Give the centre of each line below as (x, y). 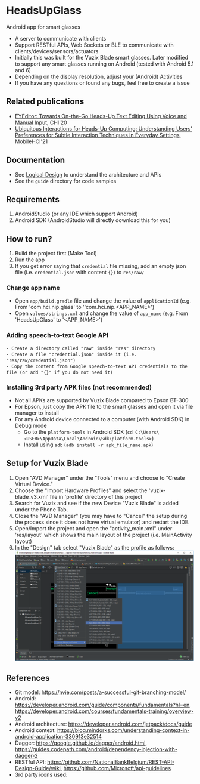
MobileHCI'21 (31, 141)
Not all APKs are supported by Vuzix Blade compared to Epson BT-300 (101, 400)
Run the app (30, 260)
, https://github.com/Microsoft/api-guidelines (116, 768)
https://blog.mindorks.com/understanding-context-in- (124, 730)
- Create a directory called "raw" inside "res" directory (81, 348)
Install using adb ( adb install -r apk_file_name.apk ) (88, 445)
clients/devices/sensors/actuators (57, 51)
